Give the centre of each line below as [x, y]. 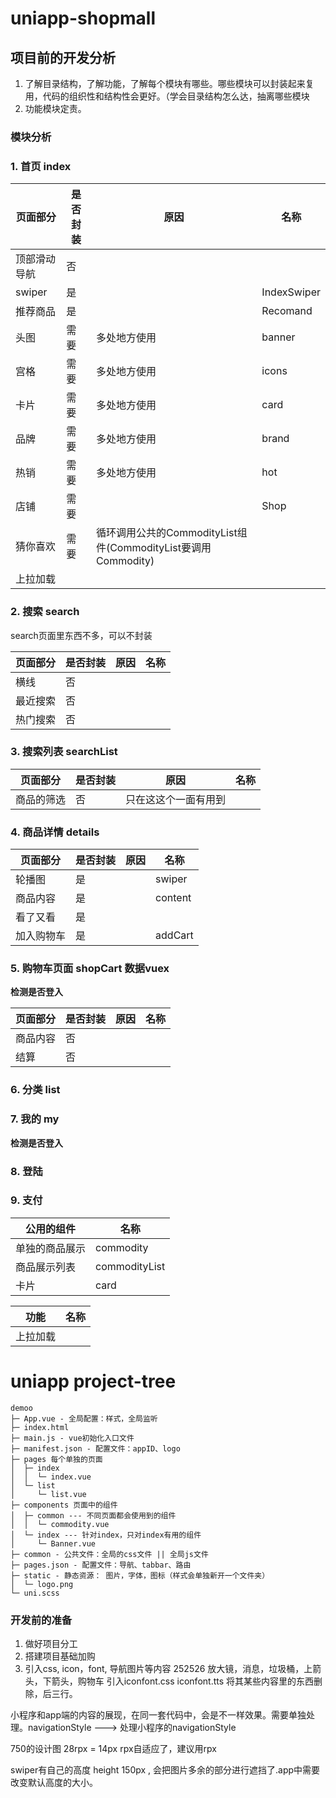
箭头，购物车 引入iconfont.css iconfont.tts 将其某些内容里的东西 [183, 1681]
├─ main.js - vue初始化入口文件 [72, 1438]
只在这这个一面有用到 [176, 799]
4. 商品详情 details [55, 832]
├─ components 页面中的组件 [64, 1505]
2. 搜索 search [45, 612]
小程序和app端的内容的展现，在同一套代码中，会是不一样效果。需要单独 [158, 1715]
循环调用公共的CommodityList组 [171, 533]
